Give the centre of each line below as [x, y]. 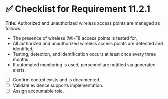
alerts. [19, 70]
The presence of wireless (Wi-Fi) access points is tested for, [75, 38]
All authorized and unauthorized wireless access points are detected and [88, 43]
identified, [23, 49]
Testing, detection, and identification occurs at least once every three [84, 54]
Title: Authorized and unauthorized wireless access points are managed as [83, 23]
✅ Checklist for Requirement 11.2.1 [78, 9]
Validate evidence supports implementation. [58, 85]
